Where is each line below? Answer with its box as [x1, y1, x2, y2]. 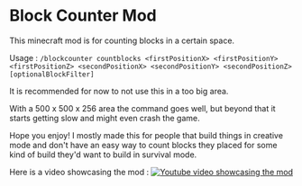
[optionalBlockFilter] [9, 69, 95, 79]
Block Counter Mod [9, 5, 157, 26]
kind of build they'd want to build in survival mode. [9, 149, 197, 160]
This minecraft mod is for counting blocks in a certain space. [9, 35, 235, 46]
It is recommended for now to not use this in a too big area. [9, 85, 229, 96]
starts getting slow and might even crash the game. [9, 112, 200, 123]
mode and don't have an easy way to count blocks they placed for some [9, 139, 278, 150]
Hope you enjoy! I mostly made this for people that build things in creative [9, 129, 284, 140]
